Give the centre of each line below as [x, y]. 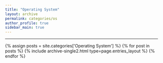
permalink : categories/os [31, 18]
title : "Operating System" [32, 9]
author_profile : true [27, 23]
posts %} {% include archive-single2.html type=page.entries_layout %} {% [80, 51]
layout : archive [21, 14]
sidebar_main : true [25, 28]
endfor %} [15, 56]
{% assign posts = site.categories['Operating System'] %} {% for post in [77, 46]
